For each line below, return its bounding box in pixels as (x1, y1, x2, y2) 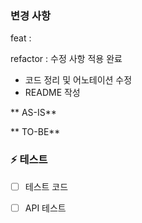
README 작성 (24, 87, 81, 99)
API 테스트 (24, 202, 67, 214)
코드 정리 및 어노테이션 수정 (24, 74, 133, 86)
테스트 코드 (24, 180, 69, 192)
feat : (10, 32, 32, 44)
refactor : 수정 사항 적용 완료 (10, 53, 123, 65)
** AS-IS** (10, 107, 57, 119)
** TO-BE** (10, 126, 61, 138)
